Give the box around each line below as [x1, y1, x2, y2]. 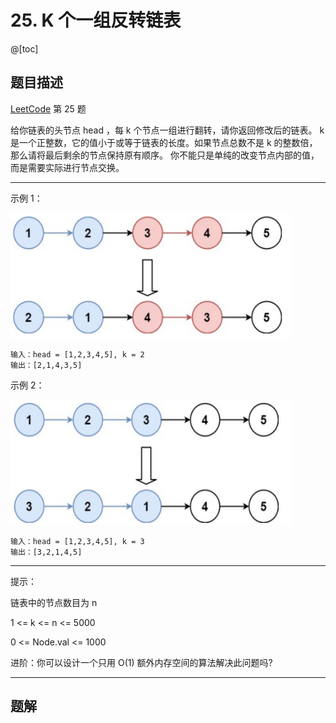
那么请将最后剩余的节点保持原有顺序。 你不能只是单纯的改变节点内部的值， [10, 149, 320, 161]
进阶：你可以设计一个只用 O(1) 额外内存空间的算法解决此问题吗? [10, 656, 273, 668]
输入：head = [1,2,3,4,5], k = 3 [10, 536, 145, 546]
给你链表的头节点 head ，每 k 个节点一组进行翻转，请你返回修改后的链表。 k [10, 124, 325, 136]
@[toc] [10, 42, 39, 55]
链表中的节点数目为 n [10, 596, 98, 608]
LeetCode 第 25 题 [10, 102, 87, 115]
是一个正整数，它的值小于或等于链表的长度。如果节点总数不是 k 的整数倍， [10, 136, 318, 148]
